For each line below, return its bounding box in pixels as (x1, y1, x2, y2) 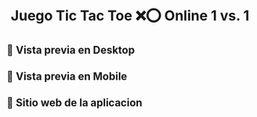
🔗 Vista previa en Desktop (6, 43, 136, 56)
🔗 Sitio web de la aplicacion (6, 96, 143, 110)
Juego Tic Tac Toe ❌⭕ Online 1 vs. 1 (10, 7, 250, 25)
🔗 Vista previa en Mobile (6, 69, 128, 83)
